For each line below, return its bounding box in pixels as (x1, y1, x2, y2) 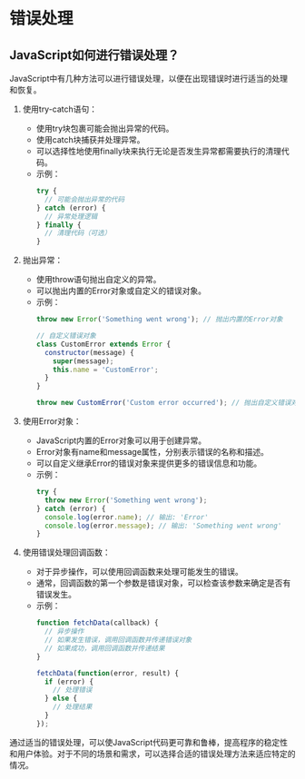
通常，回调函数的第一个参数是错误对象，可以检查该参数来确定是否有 (35, 577, 291, 588)
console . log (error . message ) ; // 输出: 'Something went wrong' (44, 521, 282, 530)
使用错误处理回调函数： (22, 547, 111, 558)
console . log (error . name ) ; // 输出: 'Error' (44, 512, 209, 522)
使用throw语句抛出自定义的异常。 (35, 274, 162, 285)
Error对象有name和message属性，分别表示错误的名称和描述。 (35, 447, 270, 457)
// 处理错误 (53, 685, 93, 695)
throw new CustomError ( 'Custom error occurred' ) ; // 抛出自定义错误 (35, 399, 292, 408)
